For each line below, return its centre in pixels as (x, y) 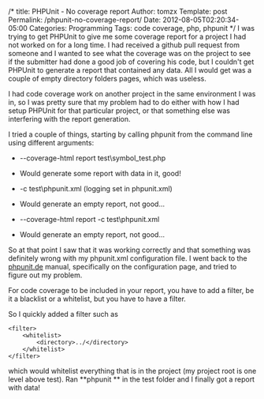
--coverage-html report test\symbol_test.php (93, 158)
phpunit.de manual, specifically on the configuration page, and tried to (123, 267)
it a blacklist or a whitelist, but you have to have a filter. (97, 299)
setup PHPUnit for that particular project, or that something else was (119, 111)
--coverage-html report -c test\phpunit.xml (89, 219)
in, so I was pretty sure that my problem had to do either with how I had (124, 102)
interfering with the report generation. (70, 119)
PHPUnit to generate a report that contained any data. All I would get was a (130, 70)
